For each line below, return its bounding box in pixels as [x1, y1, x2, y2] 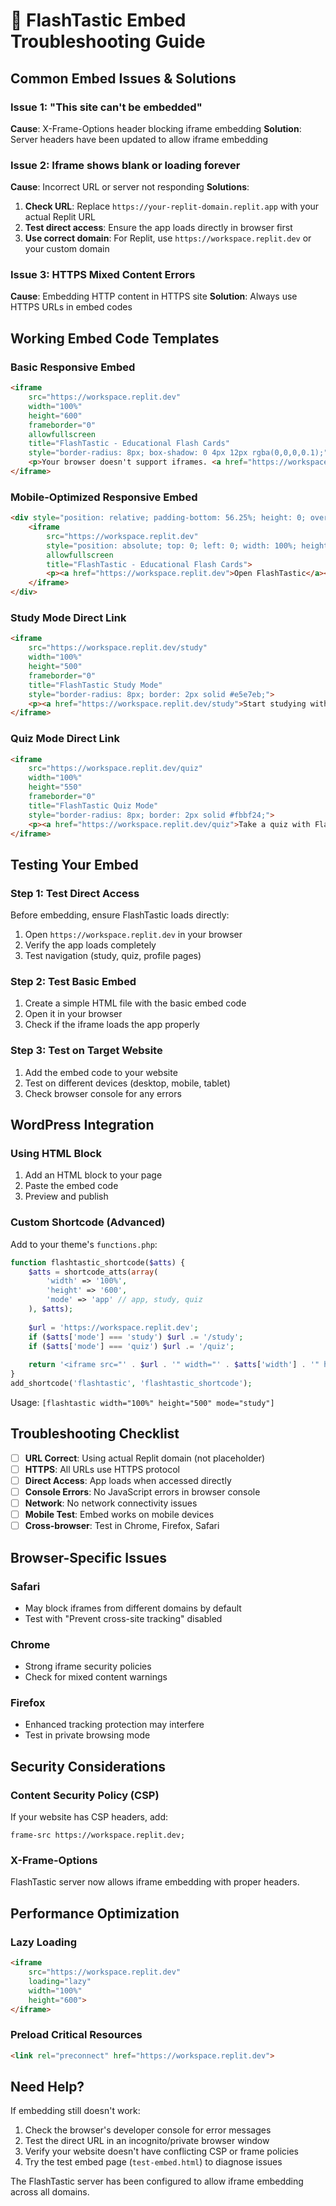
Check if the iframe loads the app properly [24, 1019, 200, 1031]
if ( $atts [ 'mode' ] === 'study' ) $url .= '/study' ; [28, 1332, 244, 1342]
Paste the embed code [24, 1180, 119, 1192]
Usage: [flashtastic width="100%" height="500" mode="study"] [10, 1396, 275, 1408]
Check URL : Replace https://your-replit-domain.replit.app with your [24, 200, 320, 213]
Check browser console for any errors [24, 1087, 182, 1099]
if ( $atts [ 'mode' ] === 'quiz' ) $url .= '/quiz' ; [28, 1341, 235, 1351]
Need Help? [10, 2078, 85, 2095]
